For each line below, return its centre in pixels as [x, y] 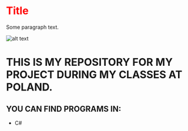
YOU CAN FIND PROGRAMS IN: [64, 109]
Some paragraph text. [32, 27]
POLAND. [29, 87]
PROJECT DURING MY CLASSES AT [94, 75]
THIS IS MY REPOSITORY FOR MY [90, 62]
